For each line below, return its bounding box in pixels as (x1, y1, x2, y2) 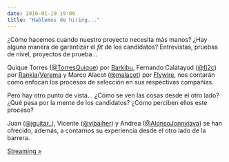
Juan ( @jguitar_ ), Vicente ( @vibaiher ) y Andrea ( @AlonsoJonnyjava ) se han (7, 119, 223, 127)
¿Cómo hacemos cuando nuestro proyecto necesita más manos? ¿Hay (7, 35, 208, 43)
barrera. (7, 133, 30, 141)
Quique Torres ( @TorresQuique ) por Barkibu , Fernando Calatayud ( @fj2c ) (7, 63, 217, 71)
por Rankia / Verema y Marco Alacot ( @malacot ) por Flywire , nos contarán (7, 70, 215, 79)
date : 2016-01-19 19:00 (7, 10, 76, 17)
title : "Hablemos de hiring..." (7, 16, 100, 23)
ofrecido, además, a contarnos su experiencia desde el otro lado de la (7, 126, 206, 135)
